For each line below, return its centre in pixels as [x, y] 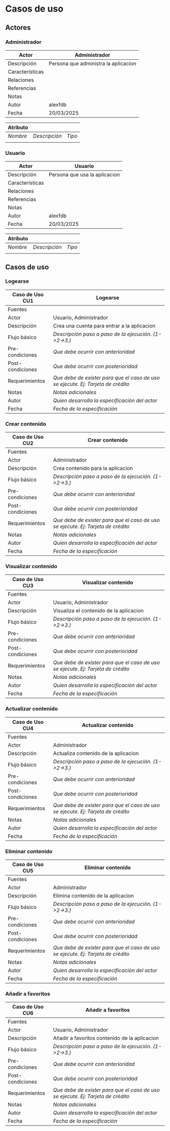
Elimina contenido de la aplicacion [93, 896]
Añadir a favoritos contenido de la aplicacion [106, 1038]
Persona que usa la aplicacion [84, 175]
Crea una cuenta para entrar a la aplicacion [104, 326]
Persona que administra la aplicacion [93, 63]
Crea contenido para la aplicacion [93, 468]
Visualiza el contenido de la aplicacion [98, 611]
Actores [18, 28]
